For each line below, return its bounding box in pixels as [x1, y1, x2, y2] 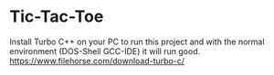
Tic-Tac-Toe [9, 6, 104, 27]
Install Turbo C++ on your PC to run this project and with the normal [9, 36, 265, 47]
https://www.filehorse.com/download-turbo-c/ [9, 55, 185, 66]
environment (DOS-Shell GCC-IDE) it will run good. [9, 45, 201, 56]
